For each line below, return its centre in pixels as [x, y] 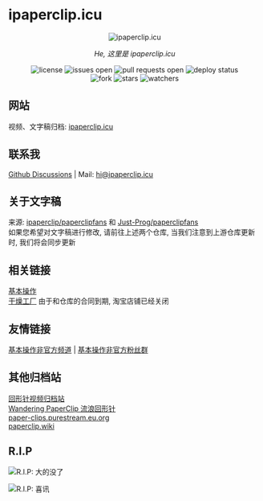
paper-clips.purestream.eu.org [59, 417]
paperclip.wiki [31, 426]
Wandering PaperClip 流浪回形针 [62, 409]
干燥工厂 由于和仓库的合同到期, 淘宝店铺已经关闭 [89, 301]
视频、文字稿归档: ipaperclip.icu [61, 126]
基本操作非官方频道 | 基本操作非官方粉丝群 [78, 350]
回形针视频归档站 [36, 398]
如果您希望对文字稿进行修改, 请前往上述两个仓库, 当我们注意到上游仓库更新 [131, 232]
